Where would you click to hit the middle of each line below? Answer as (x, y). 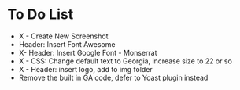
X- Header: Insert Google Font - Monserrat (88, 52)
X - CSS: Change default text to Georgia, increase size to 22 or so (126, 61)
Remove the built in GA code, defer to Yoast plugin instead (113, 77)
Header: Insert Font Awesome (67, 44)
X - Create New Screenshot (63, 36)
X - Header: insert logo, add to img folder (85, 69)
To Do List (41, 14)
